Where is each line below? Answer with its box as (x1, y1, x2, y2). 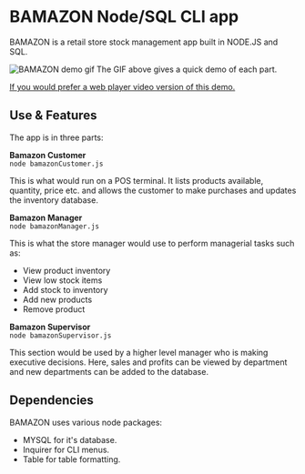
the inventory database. (9, 194, 98, 206)
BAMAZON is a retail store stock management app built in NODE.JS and (9, 36, 279, 47)
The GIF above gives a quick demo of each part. (97, 64, 278, 75)
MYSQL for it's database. (22, 434, 117, 445)
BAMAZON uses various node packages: (9, 417, 162, 428)
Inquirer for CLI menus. (22, 444, 110, 455)
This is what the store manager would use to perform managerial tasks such (9, 237, 295, 248)
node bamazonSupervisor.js (9, 330, 112, 340)
